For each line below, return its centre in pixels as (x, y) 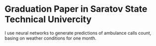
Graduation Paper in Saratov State (76, 9)
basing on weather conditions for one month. (51, 38)
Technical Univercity (48, 19)
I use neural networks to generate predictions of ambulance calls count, (78, 33)
